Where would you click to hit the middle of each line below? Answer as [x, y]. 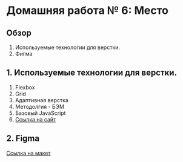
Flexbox [25, 87]
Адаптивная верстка [42, 100]
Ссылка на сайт [35, 119]
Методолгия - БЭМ [40, 106]
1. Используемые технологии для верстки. [92, 73]
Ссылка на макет [28, 153]
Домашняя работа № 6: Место [87, 11]
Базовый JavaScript [40, 113]
